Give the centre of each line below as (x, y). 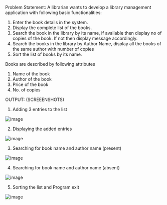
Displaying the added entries (42, 129)
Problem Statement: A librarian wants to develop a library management (78, 7)
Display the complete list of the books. (52, 28)
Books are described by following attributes (50, 64)
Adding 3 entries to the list (40, 109)
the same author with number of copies (53, 49)
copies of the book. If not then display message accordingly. (75, 38)
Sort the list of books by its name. (47, 54)
